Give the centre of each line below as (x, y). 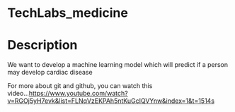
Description (42, 45)
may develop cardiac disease (50, 73)
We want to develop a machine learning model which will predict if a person (118, 65)
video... (18, 94)
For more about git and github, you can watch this (80, 86)
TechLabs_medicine (68, 13)
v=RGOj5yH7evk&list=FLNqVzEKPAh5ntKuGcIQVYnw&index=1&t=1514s (111, 101)
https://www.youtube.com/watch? (79, 94)
